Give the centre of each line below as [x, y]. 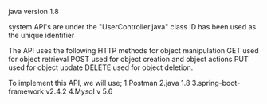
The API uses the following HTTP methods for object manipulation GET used [133, 50]
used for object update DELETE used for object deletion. [101, 67]
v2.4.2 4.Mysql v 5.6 [79, 91]
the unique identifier [41, 35]
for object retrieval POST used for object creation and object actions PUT [128, 59]
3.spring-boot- [216, 83]
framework [26, 91]
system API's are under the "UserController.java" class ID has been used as [132, 27]
